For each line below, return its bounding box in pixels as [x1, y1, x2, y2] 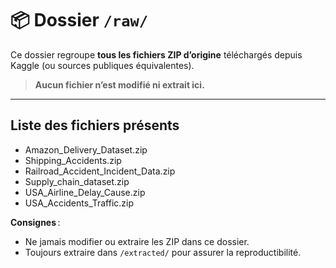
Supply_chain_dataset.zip [24, 175, 130, 187]
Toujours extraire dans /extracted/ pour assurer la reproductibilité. [24, 246, 302, 258]
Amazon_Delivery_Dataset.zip [24, 143, 148, 156]
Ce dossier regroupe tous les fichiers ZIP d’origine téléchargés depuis [10, 48, 303, 61]
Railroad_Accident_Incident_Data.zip [24, 165, 176, 177]
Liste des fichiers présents [10, 117, 180, 134]
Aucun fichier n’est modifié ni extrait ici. [34, 78, 205, 91]
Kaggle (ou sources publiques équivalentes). [10, 59, 195, 71]
